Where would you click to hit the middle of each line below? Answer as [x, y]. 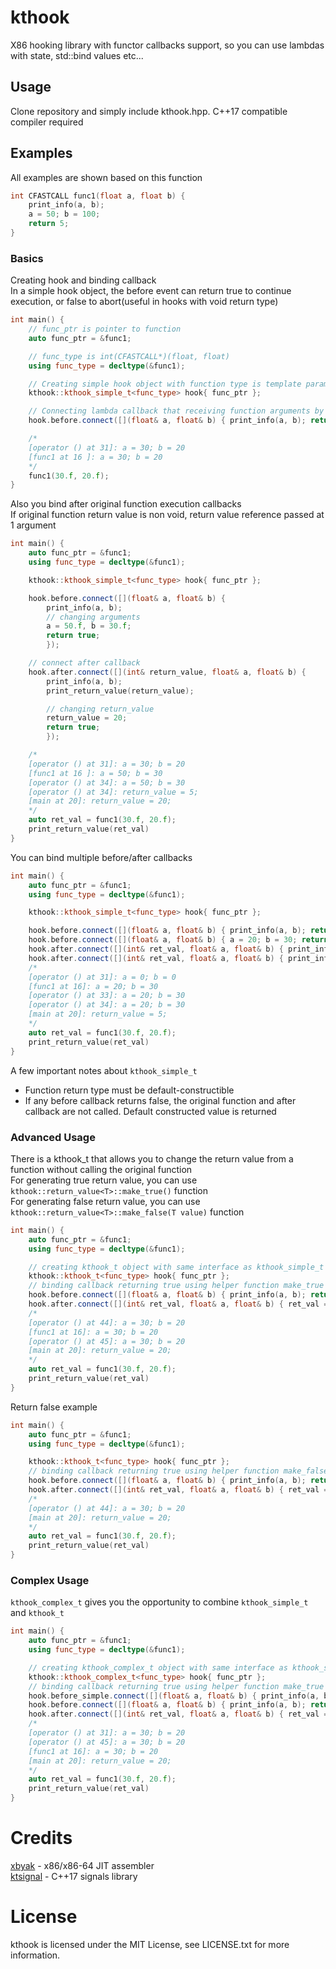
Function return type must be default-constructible [129, 1090]
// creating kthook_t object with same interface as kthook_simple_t [176, 1267]
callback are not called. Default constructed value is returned [150, 1111]
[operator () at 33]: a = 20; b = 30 [107, 996]
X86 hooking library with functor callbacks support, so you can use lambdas [167, 45]
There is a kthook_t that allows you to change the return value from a [152, 1158]
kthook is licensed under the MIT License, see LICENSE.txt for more [150, 1944]
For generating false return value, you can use [105, 1201]
